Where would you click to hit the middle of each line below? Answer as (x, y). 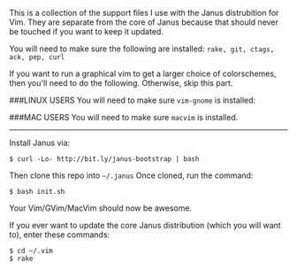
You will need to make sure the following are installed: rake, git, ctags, (142, 49)
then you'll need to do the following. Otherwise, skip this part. (121, 83)
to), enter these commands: (60, 235)
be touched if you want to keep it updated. (86, 31)
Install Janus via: (40, 143)
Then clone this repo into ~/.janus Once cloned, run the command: (131, 175)
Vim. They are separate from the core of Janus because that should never (144, 22)
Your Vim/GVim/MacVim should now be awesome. (101, 208)
